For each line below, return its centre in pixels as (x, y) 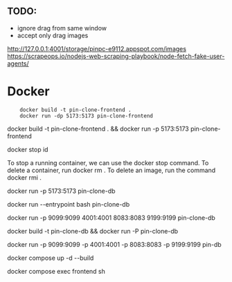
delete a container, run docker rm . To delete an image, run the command (111, 170)
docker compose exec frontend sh (56, 271)
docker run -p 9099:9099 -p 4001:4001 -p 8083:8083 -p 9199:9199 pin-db (114, 244)
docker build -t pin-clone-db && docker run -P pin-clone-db (93, 231)
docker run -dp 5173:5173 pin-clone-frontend (87, 116)
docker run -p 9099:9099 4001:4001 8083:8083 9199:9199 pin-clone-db (111, 218)
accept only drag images (53, 35)
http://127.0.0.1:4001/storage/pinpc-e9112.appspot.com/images (97, 48)
